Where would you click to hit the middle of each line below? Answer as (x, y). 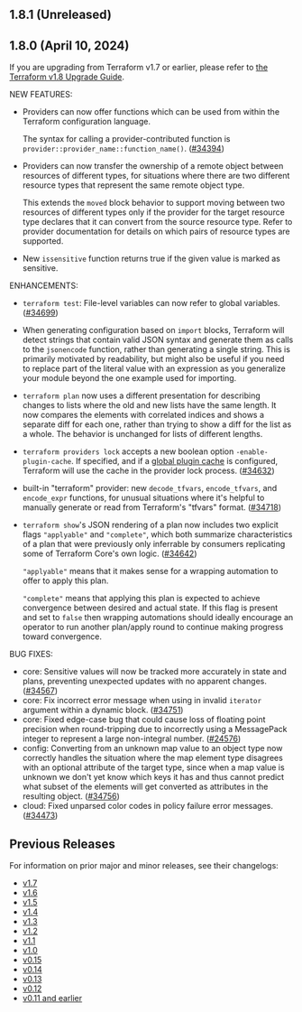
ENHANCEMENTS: (44, 286)
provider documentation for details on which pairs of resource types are (156, 232)
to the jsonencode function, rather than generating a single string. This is (156, 349)
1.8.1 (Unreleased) (61, 15)
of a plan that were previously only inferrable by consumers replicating (154, 544)
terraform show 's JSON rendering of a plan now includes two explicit (151, 525)
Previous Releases (62, 844)
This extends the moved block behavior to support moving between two (154, 203)
